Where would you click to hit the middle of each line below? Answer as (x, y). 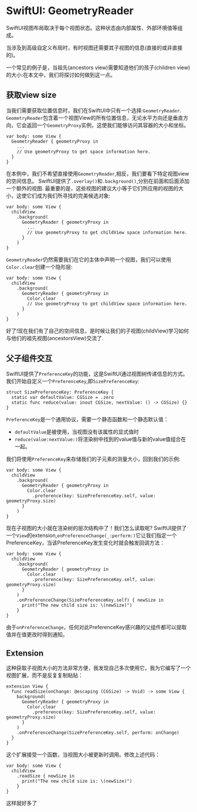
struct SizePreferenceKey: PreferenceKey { (60, 392)
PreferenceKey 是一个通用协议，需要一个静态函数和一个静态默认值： (87, 419)
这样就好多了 (21, 803)
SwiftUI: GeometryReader (70, 11)
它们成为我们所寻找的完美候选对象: (68, 196)
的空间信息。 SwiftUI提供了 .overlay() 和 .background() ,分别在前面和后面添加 (98, 181)
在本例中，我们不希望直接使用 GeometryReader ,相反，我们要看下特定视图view (98, 173)
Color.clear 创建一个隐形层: (39, 267)
